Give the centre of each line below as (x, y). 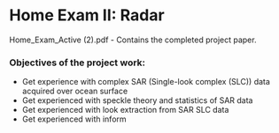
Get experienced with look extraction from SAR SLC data (125, 110)
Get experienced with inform (74, 119)
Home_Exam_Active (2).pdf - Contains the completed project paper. (133, 40)
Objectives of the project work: (77, 63)
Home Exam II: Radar (87, 15)
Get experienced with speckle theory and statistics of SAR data (137, 100)
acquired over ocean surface (75, 91)
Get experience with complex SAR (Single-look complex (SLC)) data (146, 82)
